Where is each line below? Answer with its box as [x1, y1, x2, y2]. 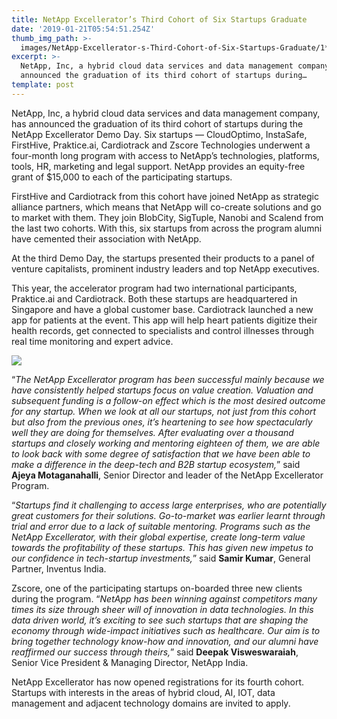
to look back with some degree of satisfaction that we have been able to [11, 447, 311, 460]
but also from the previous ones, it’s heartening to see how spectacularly [11, 416, 313, 428]
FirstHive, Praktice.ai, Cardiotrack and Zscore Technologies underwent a [11, 139, 311, 151]
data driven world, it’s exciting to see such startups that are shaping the [11, 614, 309, 626]
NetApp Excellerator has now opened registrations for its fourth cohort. [11, 676, 305, 688]
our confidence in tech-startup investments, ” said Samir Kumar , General [11, 552, 311, 564]
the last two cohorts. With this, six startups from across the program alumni [11, 222, 323, 234]
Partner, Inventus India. [11, 562, 107, 575]
